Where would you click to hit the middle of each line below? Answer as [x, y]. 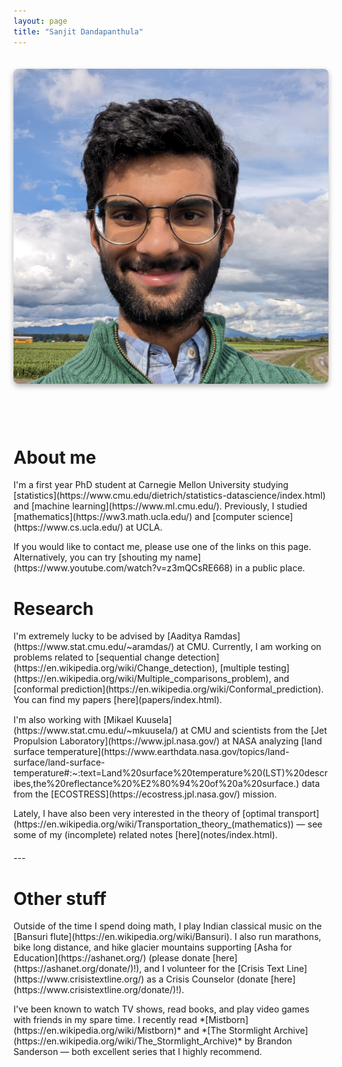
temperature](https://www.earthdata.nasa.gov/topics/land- [168, 752]
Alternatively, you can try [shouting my [93, 557]
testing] [273, 668]
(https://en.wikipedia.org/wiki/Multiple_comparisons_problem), [142, 679]
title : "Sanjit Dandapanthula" [78, 31]
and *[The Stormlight [227, 1031]
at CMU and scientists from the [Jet [254, 731]
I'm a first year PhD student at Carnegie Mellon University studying [151, 485]
